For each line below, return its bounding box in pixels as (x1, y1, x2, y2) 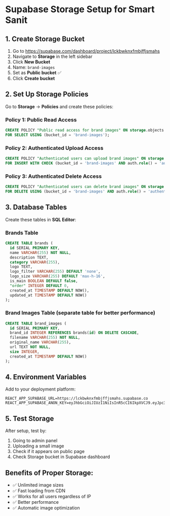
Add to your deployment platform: (5, 386, 76, 392)
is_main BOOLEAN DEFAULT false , (10, 278, 78, 284)
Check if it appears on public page (12, 448, 85, 455)
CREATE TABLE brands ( (5, 241, 53, 246)
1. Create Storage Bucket (5, 35, 85, 43)
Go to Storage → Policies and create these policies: (5, 103, 114, 110)
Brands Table (5, 229, 39, 236)
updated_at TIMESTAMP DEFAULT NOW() (10, 293, 87, 298)
